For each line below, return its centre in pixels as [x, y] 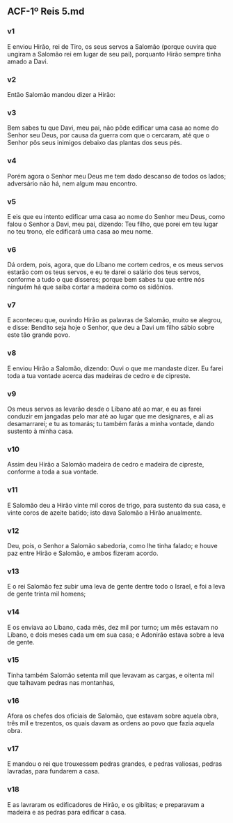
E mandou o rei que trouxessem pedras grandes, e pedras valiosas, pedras [115, 764]
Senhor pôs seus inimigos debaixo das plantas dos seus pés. [95, 143]
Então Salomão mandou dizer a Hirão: [62, 94]
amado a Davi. [28, 61]
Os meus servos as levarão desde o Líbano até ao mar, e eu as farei [104, 409]
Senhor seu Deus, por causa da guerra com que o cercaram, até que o [109, 135]
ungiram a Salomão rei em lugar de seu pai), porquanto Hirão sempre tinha [114, 54]
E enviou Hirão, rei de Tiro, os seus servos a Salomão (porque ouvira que [112, 46]
